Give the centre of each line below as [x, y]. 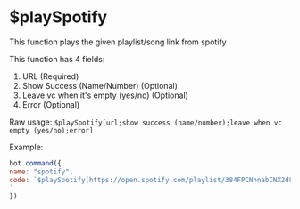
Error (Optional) [51, 104]
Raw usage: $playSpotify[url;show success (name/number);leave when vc [146, 122]
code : [19, 180]
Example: [26, 147]
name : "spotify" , [42, 172]
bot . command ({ [36, 163]
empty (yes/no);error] [51, 130]
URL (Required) [50, 76]
